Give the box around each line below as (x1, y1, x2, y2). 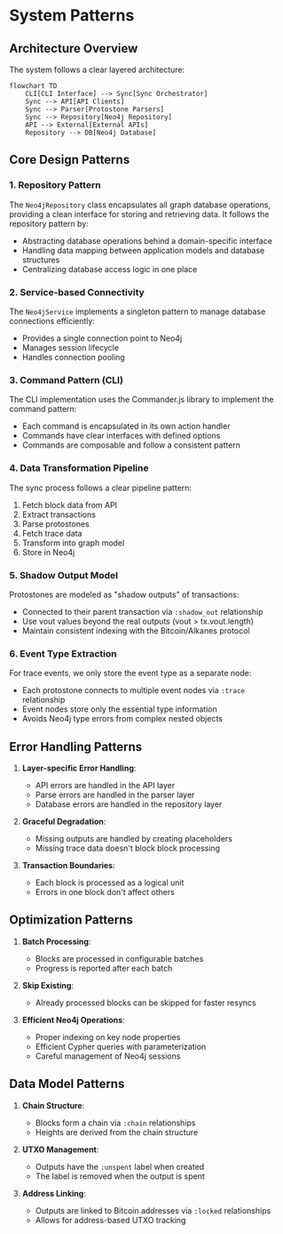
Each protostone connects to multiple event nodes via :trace (21, 685, 246, 696)
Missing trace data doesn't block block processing (35, 843, 220, 853)
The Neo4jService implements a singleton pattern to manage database (9, 306, 266, 317)
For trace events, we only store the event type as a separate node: (9, 668, 252, 679)
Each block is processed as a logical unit (35, 877, 185, 888)
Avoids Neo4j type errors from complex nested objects (21, 714, 224, 724)
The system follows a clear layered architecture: (9, 64, 185, 75)
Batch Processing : (21, 936, 91, 947)
